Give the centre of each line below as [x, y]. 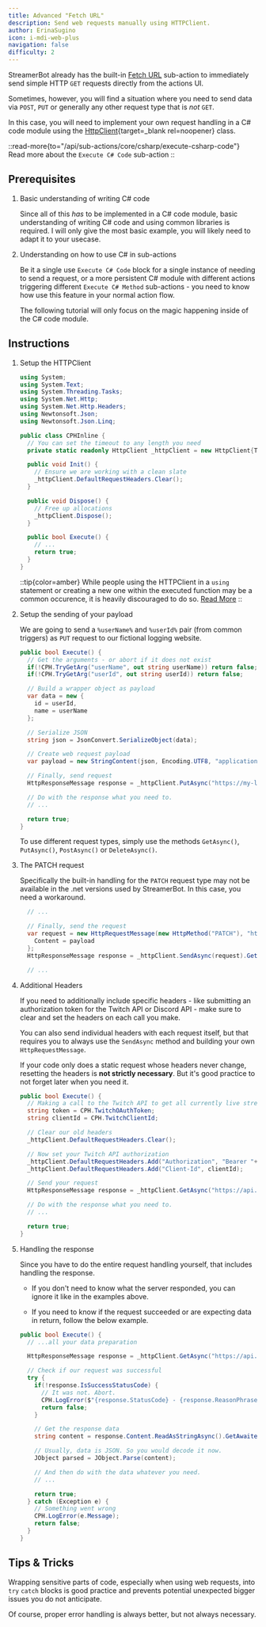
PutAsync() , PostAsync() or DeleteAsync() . [88, 850]
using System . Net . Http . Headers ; [73, 407]
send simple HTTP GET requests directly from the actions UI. [106, 83]
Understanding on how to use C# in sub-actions [98, 254]
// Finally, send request [70, 776]
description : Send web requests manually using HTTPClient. [110, 23]
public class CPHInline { [62, 435]
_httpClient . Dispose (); [73, 515]
